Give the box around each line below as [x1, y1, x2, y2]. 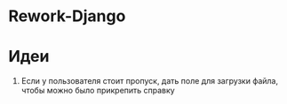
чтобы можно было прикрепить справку [20, 85, 175, 96]
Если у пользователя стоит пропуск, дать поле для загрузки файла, [20, 76, 279, 86]
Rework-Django [8, 6, 126, 26]
